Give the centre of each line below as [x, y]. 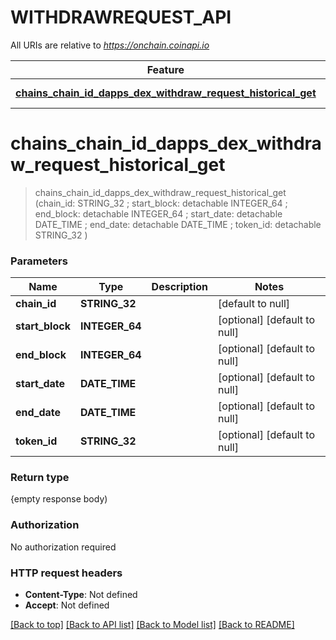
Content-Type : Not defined [81, 595]
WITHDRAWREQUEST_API [121, 17]
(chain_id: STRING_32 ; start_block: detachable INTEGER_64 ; [161, 203]
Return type [40, 478]
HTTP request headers [66, 573]
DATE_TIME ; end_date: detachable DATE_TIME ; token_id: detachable [178, 224]
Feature [165, 69]
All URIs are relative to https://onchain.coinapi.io [110, 45]
